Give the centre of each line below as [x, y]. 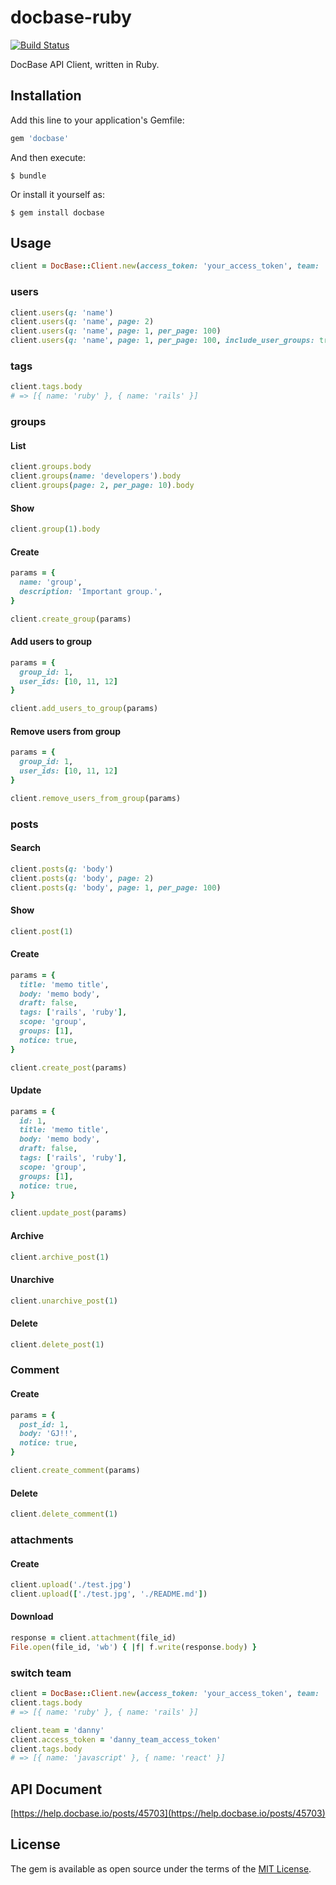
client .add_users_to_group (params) [84, 709]
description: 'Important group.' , [91, 591]
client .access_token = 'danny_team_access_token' [116, 1739]
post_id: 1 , [44, 1424]
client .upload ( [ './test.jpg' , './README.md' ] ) [109, 1594]
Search [26, 848]
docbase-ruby [71, 17]
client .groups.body [51, 467]
